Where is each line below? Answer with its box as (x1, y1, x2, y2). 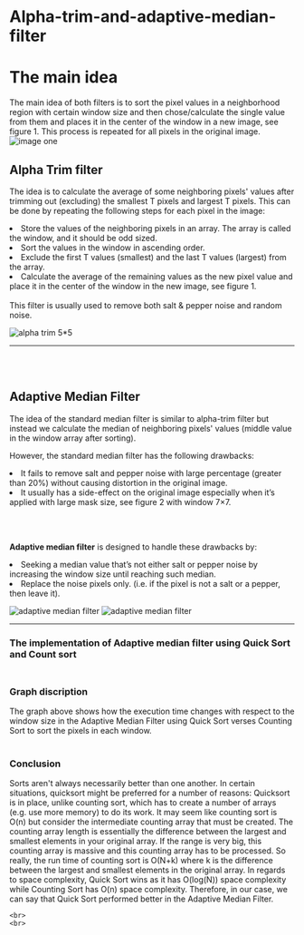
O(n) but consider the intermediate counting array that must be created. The (9, 816, 294, 827)
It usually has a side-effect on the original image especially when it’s (21, 487, 276, 498)
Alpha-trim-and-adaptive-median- (9, 6, 277, 27)
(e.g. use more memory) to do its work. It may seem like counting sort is (9, 807, 278, 818)
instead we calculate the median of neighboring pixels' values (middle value (9, 423, 292, 433)
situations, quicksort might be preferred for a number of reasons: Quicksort (9, 787, 290, 799)
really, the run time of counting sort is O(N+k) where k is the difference (9, 855, 273, 866)
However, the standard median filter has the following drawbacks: (9, 450, 255, 461)
